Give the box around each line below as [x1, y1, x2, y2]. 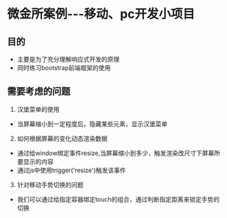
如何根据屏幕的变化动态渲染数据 [16, 134, 108, 143]
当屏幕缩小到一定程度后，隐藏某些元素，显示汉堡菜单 [16, 119, 168, 128]
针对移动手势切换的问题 [16, 180, 84, 189]
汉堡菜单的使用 [16, 105, 60, 113]
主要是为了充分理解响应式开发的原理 [16, 56, 120, 63]
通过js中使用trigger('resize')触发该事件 [16, 166, 126, 174]
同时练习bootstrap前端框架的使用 [16, 64, 111, 72]
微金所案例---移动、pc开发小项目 [7, 6, 195, 22]
